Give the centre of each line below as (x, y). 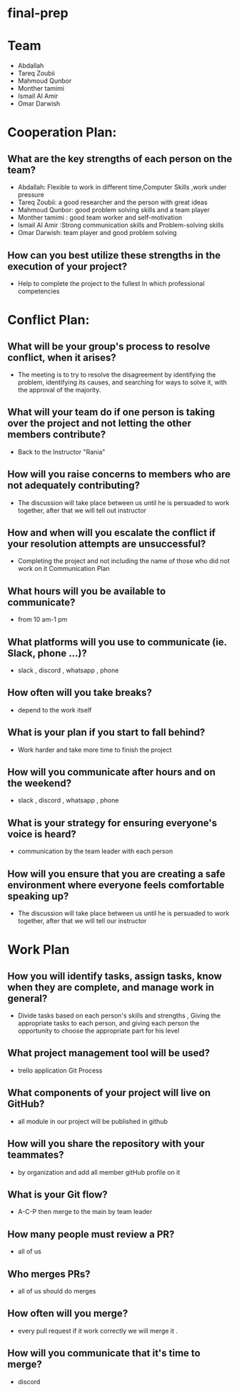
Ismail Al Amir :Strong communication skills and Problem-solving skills (121, 225)
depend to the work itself (55, 710)
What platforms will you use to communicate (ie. (117, 642)
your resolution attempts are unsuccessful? (107, 543)
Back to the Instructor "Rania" (61, 452)
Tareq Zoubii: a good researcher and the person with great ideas (113, 202)
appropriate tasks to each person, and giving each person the (108, 1023)
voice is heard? (42, 834)
